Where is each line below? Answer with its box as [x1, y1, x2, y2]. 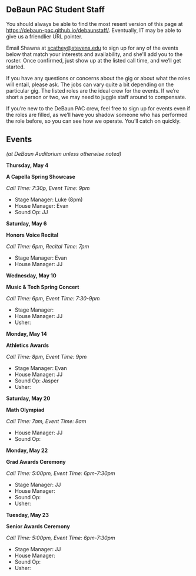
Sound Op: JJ [14, 208, 48, 215]
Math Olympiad [6, 406, 45, 413]
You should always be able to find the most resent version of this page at [6, 20, 183, 27]
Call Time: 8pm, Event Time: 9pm [6, 353, 87, 360]
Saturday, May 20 [6, 395, 51, 402]
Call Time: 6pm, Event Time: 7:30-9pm [6, 294, 100, 302]
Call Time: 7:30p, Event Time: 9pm [6, 184, 90, 191]
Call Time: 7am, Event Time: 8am [6, 417, 87, 424]
